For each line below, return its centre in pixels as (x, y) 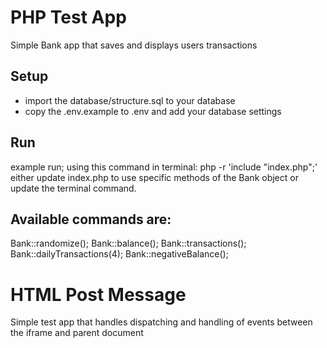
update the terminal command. (73, 188)
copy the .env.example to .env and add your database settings (153, 111)
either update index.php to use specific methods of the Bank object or (154, 177)
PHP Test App (68, 17)
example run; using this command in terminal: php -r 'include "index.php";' (164, 167)
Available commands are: (91, 219)
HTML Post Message (98, 294)
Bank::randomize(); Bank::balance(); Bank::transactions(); (128, 243)
